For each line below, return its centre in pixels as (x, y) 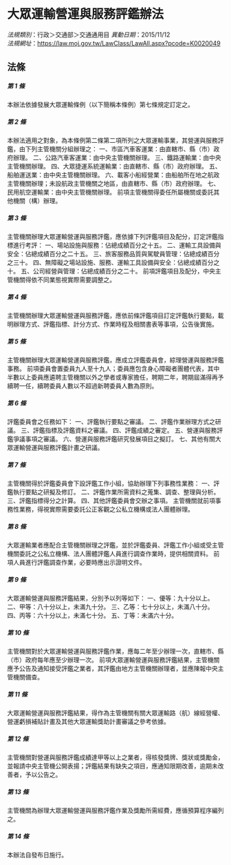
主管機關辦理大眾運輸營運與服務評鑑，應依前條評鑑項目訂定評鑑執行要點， (112, 315)
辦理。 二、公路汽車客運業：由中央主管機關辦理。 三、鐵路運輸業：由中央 (117, 158)
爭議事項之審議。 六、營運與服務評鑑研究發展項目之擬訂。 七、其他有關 (114, 439)
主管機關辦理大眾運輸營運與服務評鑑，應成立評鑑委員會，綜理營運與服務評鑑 (115, 360)
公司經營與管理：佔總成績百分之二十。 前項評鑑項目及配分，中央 (124, 271)
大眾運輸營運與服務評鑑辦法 (86, 14)
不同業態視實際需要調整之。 (76, 280)
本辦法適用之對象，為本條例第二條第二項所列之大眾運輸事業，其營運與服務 (112, 140)
